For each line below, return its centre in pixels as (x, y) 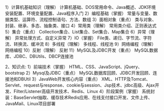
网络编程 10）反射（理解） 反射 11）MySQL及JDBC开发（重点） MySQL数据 (82, 50)
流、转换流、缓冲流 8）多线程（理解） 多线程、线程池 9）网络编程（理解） (81, 44)
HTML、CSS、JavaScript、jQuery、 (106, 67)
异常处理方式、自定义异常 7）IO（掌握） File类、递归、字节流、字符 (83, 38)
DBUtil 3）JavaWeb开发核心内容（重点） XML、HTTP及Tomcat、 (84, 79)
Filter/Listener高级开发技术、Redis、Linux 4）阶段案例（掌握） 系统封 (84, 91)
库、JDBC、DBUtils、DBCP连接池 (39, 56)
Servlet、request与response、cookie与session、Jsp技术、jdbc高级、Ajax (80, 85)
